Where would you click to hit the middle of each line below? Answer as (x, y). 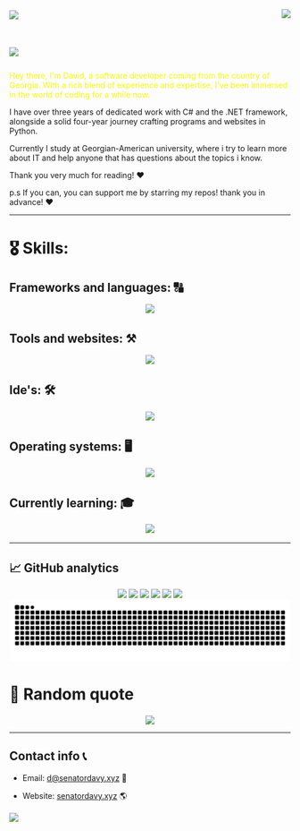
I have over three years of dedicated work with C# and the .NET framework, (149, 112)
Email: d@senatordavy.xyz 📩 (75, 777)
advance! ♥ (31, 202)
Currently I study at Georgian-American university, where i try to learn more (148, 149)
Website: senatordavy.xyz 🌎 (75, 795)
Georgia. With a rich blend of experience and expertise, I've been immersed (149, 85)
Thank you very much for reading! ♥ (77, 176)
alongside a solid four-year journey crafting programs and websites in (137, 122)
